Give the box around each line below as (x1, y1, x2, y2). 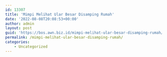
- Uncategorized (14, 44, 48, 49)
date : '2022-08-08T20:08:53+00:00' (5, 16, 79, 21)
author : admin (5, 21, 35, 26)
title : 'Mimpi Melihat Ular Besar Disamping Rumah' (5, 12, 114, 17)
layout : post (5, 26, 32, 31)
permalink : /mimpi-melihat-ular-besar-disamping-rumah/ (5, 35, 123, 40)
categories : (5, 40, 30, 45)
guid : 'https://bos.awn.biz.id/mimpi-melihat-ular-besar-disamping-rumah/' (5, 30, 166, 35)
